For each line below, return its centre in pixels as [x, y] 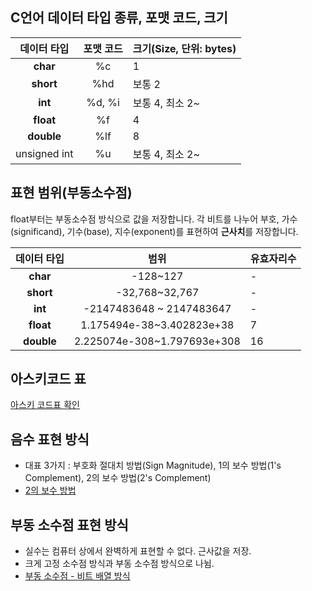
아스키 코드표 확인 [45, 405]
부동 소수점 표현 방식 [69, 524]
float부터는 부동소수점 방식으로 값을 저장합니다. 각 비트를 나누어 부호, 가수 [154, 219]
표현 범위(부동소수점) [71, 193]
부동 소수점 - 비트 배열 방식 [77, 576]
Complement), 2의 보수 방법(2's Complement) [118, 478]
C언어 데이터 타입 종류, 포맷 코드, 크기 [119, 18]
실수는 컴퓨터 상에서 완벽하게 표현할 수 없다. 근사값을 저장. [138, 551]
